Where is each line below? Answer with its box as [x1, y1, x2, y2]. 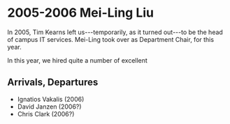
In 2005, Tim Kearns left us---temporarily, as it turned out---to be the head [7, 28, 224, 36]
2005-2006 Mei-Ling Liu [7, 5, 154, 21]
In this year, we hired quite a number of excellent [7, 56, 148, 64]
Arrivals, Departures [7, 77, 99, 88]
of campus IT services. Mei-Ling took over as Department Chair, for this [7, 35, 215, 43]
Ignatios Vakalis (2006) [17, 95, 85, 103]
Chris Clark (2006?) [17, 109, 75, 118]
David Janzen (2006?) [17, 102, 82, 111]
